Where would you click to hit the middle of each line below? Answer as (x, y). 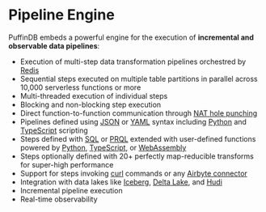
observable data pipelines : (54, 45)
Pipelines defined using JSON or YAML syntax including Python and (133, 121)
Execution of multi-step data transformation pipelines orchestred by (133, 61)
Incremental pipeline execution (71, 190)
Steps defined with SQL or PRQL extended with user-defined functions (138, 138)
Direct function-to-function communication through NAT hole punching (139, 113)
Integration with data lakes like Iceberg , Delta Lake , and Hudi (121, 182)
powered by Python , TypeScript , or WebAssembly (103, 147)
